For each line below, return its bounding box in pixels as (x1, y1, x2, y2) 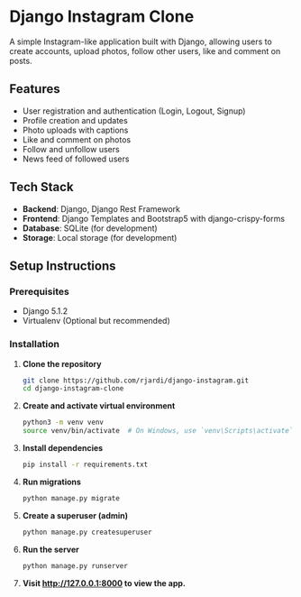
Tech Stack (9, 179, 74, 195)
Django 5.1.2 (22, 306, 68, 317)
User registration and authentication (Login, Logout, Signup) (22, 106, 246, 116)
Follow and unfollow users (22, 143, 120, 154)
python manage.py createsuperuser (22, 528, 152, 537)
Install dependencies (22, 443, 104, 454)
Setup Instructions (9, 258, 116, 273)
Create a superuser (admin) (22, 510, 129, 520)
